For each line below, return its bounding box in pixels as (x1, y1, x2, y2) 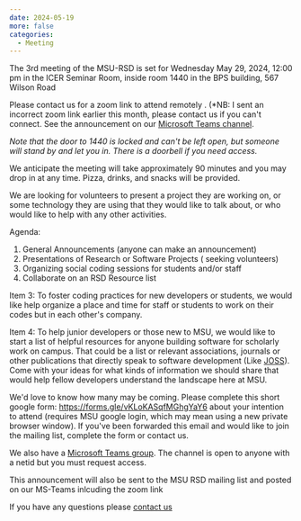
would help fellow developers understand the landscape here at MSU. (9, 374, 268, 385)
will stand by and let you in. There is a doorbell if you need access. (9, 146, 258, 157)
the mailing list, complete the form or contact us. (9, 430, 189, 441)
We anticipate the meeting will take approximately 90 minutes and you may (9, 163, 288, 174)
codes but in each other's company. (9, 310, 143, 320)
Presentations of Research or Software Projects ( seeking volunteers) (22, 254, 279, 265)
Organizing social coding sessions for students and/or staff (22, 263, 243, 274)
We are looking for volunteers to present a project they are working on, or (9, 190, 281, 201)
